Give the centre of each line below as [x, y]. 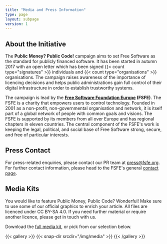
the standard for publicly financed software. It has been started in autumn [81, 61]
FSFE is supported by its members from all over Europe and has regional [80, 119]
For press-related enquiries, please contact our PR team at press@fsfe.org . [82, 162]
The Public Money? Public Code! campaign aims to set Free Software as [80, 56]
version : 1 [16, 24]
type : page [16, 14]
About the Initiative [36, 44]
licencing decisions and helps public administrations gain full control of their [84, 82]
